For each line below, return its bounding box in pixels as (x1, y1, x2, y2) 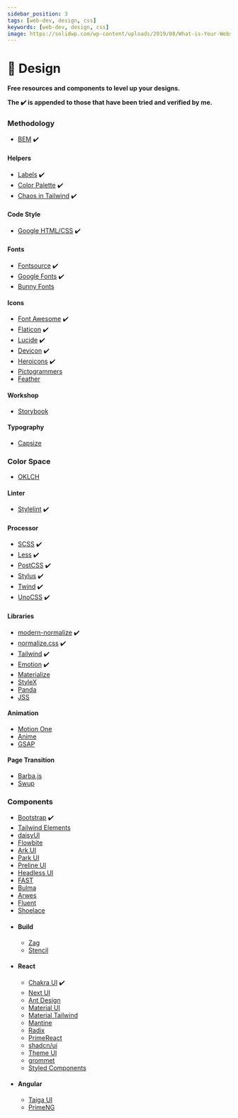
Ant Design (28, 996, 61, 1004)
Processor (7, 523, 39, 532)
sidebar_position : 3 (7, 10, 69, 18)
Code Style (7, 210, 41, 219)
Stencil (28, 946, 49, 954)
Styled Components (28, 1063, 86, 1072)
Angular (17, 1080, 42, 1088)
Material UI (28, 1003, 60, 1012)
